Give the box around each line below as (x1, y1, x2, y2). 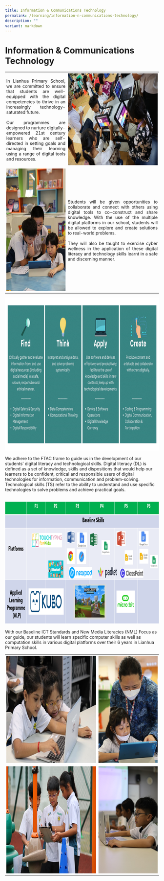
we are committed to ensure (6, 83, 66, 89)
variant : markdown (5, 23, 42, 28)
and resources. (6, 156, 37, 162)
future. (26, 109, 40, 115)
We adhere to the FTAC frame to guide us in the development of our (5, 456, 142, 462)
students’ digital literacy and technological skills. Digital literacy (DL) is (5, 461, 146, 467)
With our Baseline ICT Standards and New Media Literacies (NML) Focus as (5, 629, 157, 635)
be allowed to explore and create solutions (67, 225, 158, 231)
